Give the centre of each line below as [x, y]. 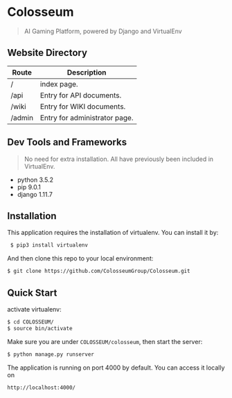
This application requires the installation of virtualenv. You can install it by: [113, 233]
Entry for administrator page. [87, 117]
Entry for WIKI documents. [83, 106]
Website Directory [47, 53]
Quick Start [32, 293]
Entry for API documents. [81, 95]
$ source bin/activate [40, 328]
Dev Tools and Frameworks [67, 142]
